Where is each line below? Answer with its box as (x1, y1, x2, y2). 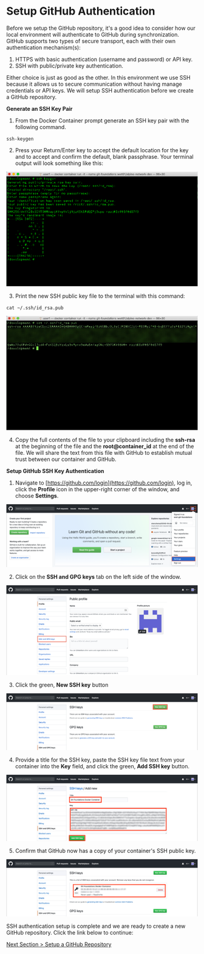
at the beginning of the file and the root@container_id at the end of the (15, 443, 194, 450)
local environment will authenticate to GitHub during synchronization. (6, 30, 180, 38)
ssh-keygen (6, 136, 34, 142)
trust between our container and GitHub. (15, 455, 117, 463)
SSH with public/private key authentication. (15, 62, 123, 69)
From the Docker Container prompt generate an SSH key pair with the (15, 117, 189, 124)
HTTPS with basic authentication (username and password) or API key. (15, 55, 193, 63)
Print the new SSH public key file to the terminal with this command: (15, 292, 185, 300)
